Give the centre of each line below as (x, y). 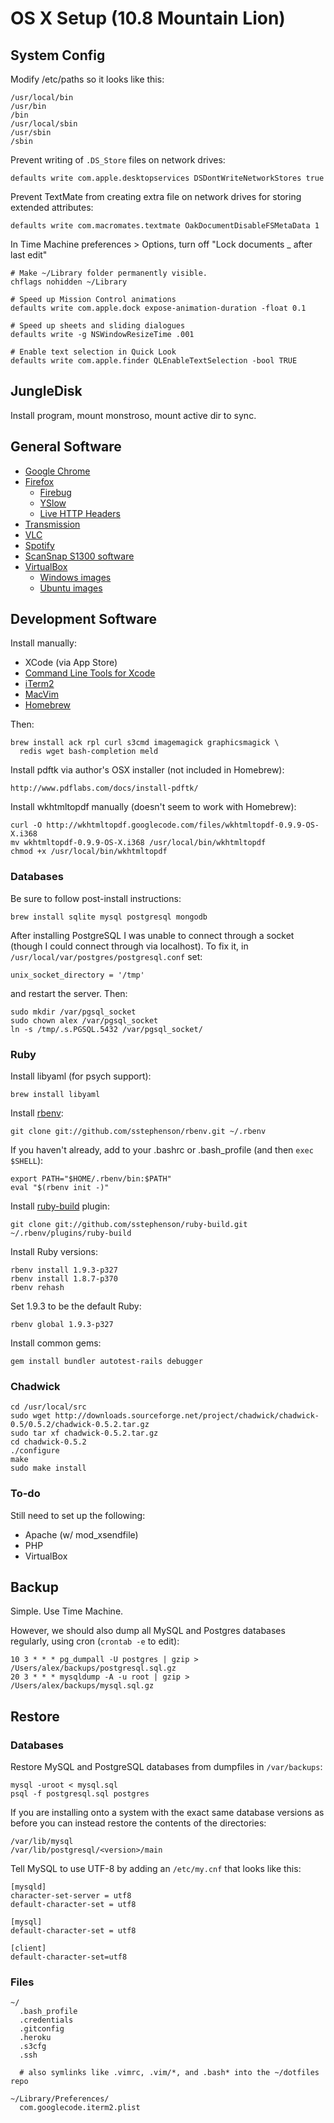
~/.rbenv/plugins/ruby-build (71, 1233)
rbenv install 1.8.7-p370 (64, 1279)
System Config (58, 55)
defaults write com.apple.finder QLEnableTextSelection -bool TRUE (154, 361)
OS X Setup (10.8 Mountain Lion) (148, 18)
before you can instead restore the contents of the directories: (138, 1823)
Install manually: (43, 643)
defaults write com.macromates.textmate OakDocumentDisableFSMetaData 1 (165, 226)
